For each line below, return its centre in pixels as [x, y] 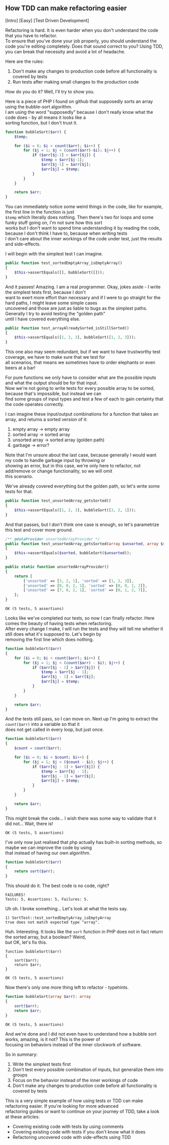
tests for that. [19, 492]
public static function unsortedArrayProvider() [57, 567]
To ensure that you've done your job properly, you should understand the [81, 41]
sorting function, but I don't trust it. [41, 122]
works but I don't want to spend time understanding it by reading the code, [83, 228]
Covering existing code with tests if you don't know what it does [79, 1132]
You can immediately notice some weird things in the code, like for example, [84, 207]
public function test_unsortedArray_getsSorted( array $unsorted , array [82, 544]
